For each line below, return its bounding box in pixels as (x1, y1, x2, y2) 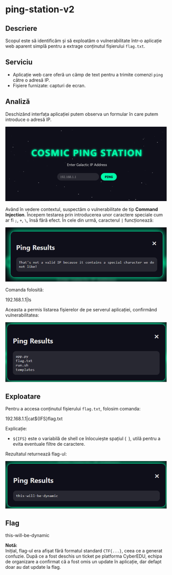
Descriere (5, 24, 37, 33)
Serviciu (5, 58, 33, 67)
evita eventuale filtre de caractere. (12, 441, 85, 447)
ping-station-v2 (5, 4, 75, 15)
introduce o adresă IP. (5, 116, 52, 123)
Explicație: (5, 426, 27, 432)
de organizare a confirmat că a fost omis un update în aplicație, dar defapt (5, 559, 162, 565)
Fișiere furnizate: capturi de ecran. (12, 82, 86, 88)
